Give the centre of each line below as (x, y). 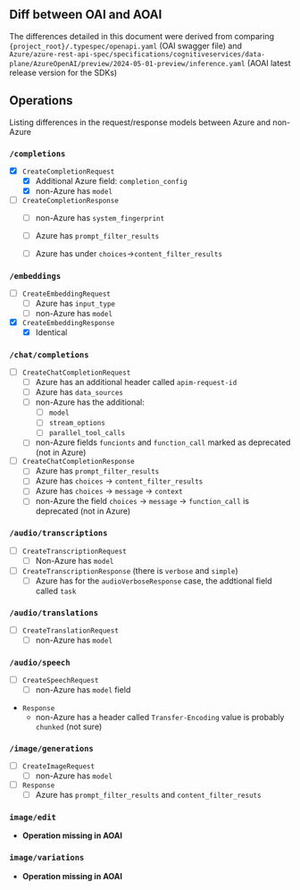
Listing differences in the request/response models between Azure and (140, 122)
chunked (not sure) (69, 726)
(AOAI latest (269, 63)
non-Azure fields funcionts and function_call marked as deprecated (163, 442)
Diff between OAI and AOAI (86, 15)
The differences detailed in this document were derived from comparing (142, 36)
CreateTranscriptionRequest (74, 551)
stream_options (77, 424)
